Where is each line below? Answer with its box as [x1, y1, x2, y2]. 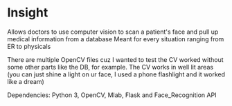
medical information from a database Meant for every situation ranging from [7, 34, 224, 43]
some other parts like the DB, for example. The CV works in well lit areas [7, 63, 213, 71]
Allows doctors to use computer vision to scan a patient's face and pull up [7, 28, 219, 36]
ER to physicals [7, 42, 51, 50]
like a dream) [7, 77, 45, 85]
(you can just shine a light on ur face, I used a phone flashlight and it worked [7, 70, 225, 78]
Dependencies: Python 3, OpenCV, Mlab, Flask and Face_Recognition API [7, 91, 217, 99]
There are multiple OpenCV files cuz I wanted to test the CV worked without [7, 55, 224, 63]
